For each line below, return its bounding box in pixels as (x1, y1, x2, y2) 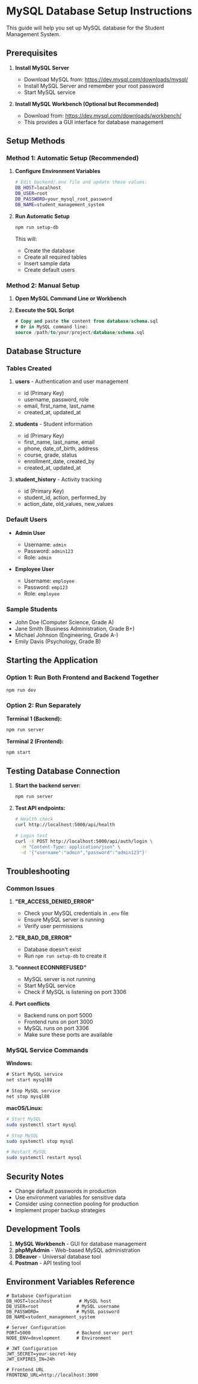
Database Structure (6, 346, 81, 356)
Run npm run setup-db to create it (23, 952, 107, 959)
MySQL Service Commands (6, 1046, 88, 1055)
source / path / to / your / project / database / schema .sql (14, 329, 145, 335)
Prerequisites (6, 48, 58, 58)
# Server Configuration (6, 1324, 66, 1330)
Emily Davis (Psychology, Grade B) (14, 637, 101, 645)
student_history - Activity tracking (14, 476, 102, 483)
